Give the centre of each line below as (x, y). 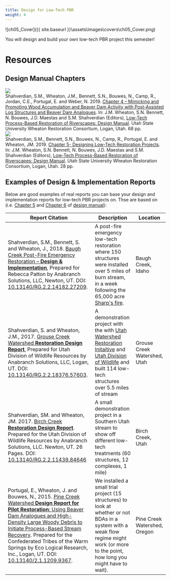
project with (109, 324)
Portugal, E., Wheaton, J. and (42, 490)
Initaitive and (110, 349)
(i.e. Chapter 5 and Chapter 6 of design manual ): (56, 205)
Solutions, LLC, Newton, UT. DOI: (47, 281)
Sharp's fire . (109, 303)
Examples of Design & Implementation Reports (81, 182)
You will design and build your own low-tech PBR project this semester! (80, 39)
